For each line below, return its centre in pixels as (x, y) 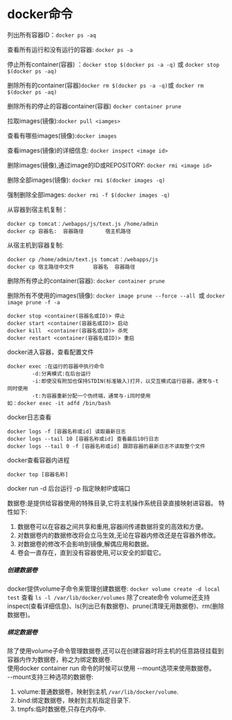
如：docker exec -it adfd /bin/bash (59, 403)
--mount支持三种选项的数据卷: (50, 677)
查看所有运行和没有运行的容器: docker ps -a (70, 49)
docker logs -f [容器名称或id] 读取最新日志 (66, 432)
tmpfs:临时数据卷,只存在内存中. (61, 709)
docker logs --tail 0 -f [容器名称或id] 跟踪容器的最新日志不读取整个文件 (106, 446)
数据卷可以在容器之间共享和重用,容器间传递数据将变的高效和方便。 (112, 526)
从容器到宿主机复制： (37, 209)
